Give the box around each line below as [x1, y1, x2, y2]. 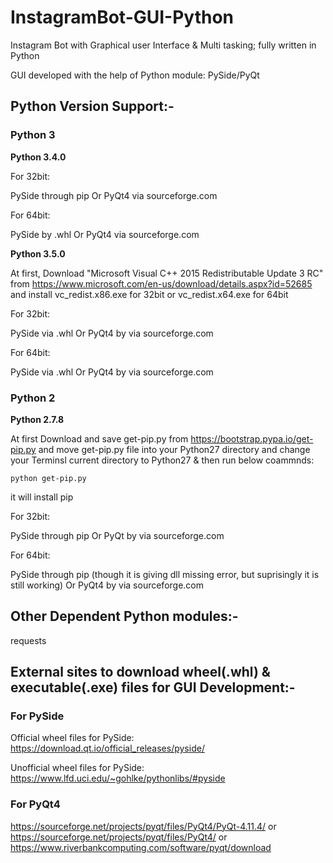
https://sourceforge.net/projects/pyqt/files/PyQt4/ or [10, 831, 228, 843]
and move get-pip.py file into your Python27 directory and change [38, 443, 311, 455]
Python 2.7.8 [10, 413, 65, 425]
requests [10, 634, 47, 646]
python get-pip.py [10, 473, 87, 483]
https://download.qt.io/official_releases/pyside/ [10, 742, 205, 755]
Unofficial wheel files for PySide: [10, 762, 145, 774]
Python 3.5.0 [10, 247, 66, 260]
